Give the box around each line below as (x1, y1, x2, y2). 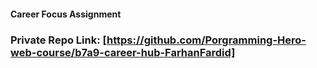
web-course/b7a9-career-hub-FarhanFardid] (10, 45, 236, 59)
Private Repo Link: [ (10, 33, 108, 47)
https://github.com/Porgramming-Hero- (106, 33, 307, 47)
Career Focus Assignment (10, 8, 122, 20)
